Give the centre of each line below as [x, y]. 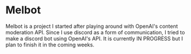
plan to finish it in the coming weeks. [50, 45]
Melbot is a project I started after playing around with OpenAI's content [92, 26]
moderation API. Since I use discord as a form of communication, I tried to [95, 32]
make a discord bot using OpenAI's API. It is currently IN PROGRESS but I [94, 38]
